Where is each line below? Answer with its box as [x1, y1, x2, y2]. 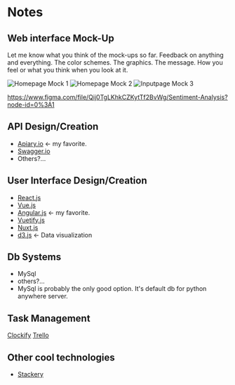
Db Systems [7, 251, 62, 263]
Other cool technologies [7, 351, 115, 363]
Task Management [7, 312, 90, 324]
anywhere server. [17, 292, 68, 301]
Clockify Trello [7, 331, 49, 339]
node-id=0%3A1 [7, 100, 55, 109]
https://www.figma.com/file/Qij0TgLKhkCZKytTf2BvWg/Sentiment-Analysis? [7, 93, 228, 101]
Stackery [17, 370, 44, 379]
